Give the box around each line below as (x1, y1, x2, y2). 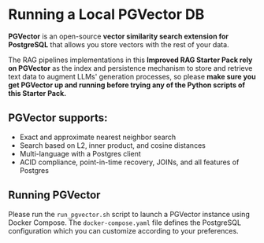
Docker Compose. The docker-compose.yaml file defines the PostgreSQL (8, 218, 242, 227)
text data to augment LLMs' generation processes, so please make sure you (8, 72, 256, 81)
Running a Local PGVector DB (8, 6, 205, 24)
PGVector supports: (8, 112, 108, 125)
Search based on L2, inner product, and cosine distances (19, 140, 206, 150)
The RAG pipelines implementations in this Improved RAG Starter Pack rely (8, 55, 253, 64)
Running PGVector (8, 189, 101, 202)
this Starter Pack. (8, 88, 67, 98)
